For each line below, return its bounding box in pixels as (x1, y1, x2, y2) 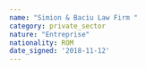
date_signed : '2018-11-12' (9, 47, 110, 56)
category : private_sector (9, 22, 106, 30)
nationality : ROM (9, 38, 74, 47)
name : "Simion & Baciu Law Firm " (9, 13, 139, 22)
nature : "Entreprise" (9, 30, 90, 39)
